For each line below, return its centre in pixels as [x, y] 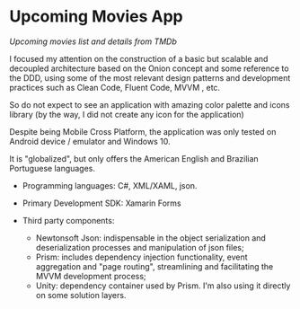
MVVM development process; [91, 276]
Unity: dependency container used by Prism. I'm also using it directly [163, 286]
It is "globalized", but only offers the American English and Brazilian [134, 158]
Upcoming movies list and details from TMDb [93, 41]
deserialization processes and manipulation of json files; [140, 247]
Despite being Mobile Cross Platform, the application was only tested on [143, 131]
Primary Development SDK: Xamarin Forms [101, 203]
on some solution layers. [81, 295]
